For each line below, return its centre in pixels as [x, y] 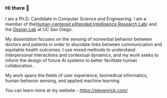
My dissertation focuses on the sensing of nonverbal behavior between [79, 39]
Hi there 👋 [17, 8]
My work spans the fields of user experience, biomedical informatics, [76, 75]
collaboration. [19, 66]
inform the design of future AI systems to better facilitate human [71, 60]
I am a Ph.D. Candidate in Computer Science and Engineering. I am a [76, 19]
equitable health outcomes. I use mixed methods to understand [70, 50]
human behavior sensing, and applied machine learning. [63, 81]
